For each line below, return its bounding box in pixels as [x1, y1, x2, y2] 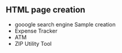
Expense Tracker [14, 27, 58, 34]
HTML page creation [6, 5, 86, 15]
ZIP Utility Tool [14, 40, 52, 47]
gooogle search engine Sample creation [14, 20, 116, 28]
